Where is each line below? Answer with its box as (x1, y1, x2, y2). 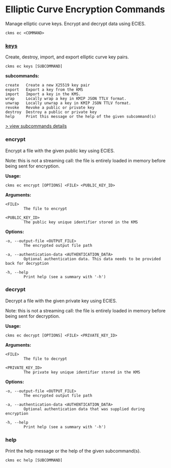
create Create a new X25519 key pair (5, 83, 90, 88)
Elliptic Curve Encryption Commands (5, 4, 165, 15)
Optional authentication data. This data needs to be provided (23, 256, 161, 262)
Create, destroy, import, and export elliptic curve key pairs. (5, 54, 129, 60)
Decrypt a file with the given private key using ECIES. (5, 297, 117, 304)
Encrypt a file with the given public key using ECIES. (5, 147, 115, 154)
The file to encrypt (23, 206, 67, 211)
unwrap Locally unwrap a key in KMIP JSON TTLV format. (5, 101, 131, 106)
